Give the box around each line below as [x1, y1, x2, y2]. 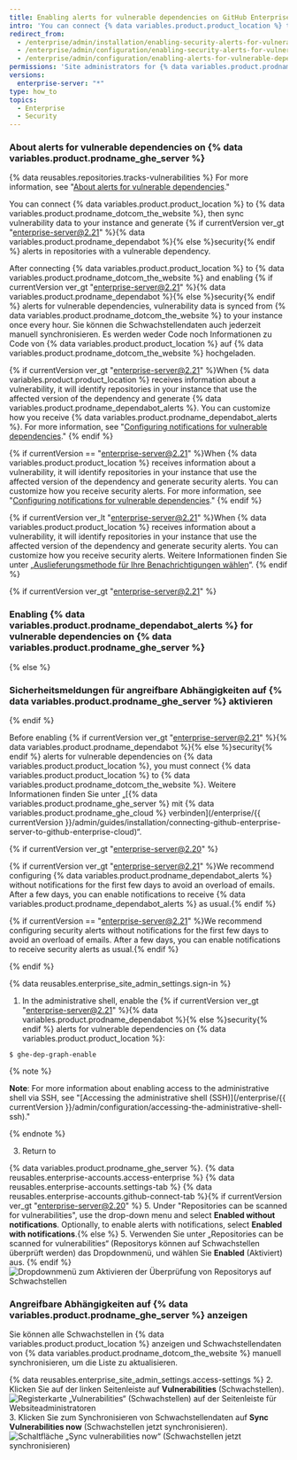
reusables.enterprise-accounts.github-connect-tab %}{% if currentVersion [9, 1191, 283, 1202]
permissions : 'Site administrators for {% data [9, 63, 188, 72]
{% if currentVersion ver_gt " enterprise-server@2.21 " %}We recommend [9, 861, 275, 871]
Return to [21, 1145, 57, 1157]
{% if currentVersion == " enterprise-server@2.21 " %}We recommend [9, 916, 263, 926]
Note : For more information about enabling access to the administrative [9, 1083, 270, 1094]
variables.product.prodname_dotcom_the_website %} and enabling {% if [9, 272, 273, 284]
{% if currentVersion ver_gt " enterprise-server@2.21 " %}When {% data [9, 365, 270, 376]
